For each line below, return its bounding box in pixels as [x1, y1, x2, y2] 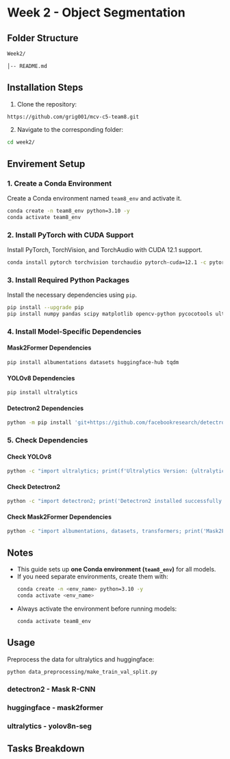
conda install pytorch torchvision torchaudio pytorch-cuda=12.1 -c [7, 259, 207, 266]
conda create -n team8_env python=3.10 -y [7, 207, 130, 214]
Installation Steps [7, 82, 84, 93]
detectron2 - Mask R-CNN [7, 685, 96, 694]
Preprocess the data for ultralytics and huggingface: [7, 655, 155, 664]
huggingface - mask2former [7, 703, 104, 712]
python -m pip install [7, 419, 72, 427]
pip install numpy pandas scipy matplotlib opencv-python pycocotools [7, 310, 213, 317]
